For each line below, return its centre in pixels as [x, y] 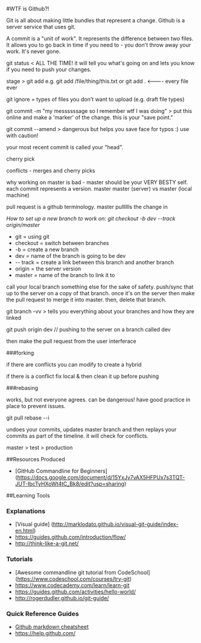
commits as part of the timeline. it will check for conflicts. [78, 436]
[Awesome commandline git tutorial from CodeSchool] [82, 572]
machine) [18, 195]
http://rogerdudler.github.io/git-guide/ [62, 598]
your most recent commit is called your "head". [65, 147]
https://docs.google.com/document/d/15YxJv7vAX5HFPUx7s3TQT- [101, 477]
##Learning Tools [28, 495]
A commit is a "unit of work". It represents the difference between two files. [100, 38]
